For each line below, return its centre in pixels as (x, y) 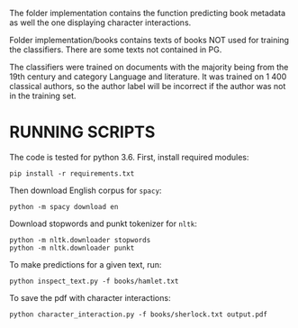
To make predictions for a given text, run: (86, 264)
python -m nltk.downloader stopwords (80, 240)
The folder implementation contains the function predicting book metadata (148, 13)
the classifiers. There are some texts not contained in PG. (116, 50)
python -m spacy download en (64, 206)
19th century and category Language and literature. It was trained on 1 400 (148, 77)
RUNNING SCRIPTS (82, 132)
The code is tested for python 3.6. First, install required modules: (129, 157)
